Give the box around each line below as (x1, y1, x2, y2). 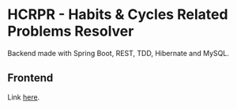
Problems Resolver (7, 22, 134, 40)
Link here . (7, 92, 40, 102)
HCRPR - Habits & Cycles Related (7, 6, 228, 24)
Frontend (7, 71, 54, 85)
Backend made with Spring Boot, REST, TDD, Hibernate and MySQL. (7, 48, 230, 58)
